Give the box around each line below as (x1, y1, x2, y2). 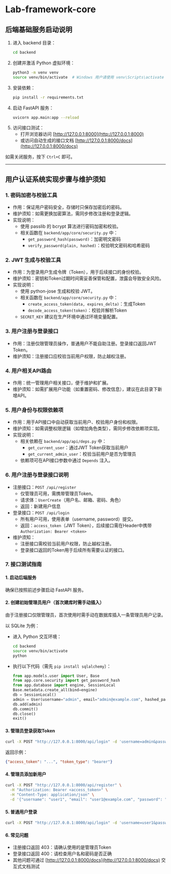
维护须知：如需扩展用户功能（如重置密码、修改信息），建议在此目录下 (12, 386, 158, 392)
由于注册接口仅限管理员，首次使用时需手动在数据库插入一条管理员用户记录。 (5, 611, 166, 618)
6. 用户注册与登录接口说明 (5, 471, 69, 479)
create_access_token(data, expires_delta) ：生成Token (27, 301, 146, 307)
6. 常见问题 (5, 832, 29, 838)
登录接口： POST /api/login (12, 509, 70, 515)
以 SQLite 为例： (5, 622, 40, 629)
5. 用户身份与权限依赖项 (5, 406, 64, 413)
